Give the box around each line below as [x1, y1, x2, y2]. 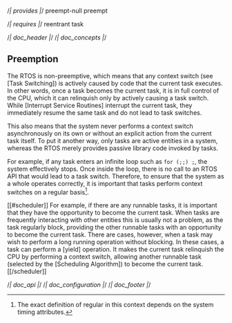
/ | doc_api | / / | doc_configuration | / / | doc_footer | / [7, 281, 151, 289]
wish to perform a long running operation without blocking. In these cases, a [7, 238, 224, 246]
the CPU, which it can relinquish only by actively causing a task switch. [7, 93, 209, 102]
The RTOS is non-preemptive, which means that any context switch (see [7, 71, 213, 80]
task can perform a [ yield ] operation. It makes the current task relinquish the [7, 246, 224, 254]
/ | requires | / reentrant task [7, 20, 84, 28]
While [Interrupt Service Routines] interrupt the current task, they [7, 101, 193, 109]
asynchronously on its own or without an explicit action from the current [7, 129, 212, 138]
